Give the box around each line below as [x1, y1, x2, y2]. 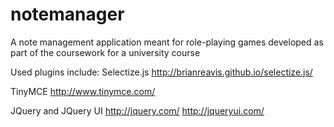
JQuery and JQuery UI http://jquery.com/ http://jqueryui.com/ [10, 104, 265, 117]
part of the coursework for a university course [10, 46, 201, 58]
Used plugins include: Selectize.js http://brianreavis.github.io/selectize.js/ [10, 66, 313, 78]
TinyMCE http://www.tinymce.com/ [10, 85, 156, 97]
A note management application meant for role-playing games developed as [10, 36, 324, 48]
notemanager [10, 3, 125, 26]
